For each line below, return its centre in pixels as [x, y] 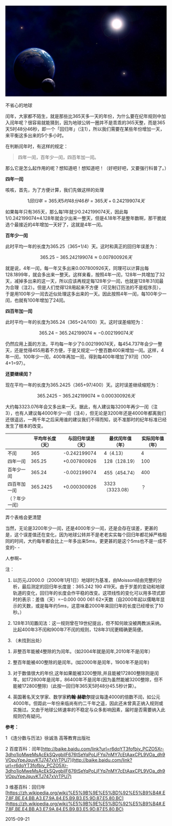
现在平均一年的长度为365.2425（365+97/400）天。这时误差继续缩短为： [83, 385]
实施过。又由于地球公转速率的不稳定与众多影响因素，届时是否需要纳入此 [89, 710]
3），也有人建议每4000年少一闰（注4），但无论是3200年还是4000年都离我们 [86, 413]
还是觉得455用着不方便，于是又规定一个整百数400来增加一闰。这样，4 [89, 350]
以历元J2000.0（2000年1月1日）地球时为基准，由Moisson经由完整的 [85, 580]
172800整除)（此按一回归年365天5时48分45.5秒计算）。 [80, 686]
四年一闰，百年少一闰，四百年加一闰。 [58, 158]
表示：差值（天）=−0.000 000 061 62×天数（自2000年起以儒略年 [91, 599]
